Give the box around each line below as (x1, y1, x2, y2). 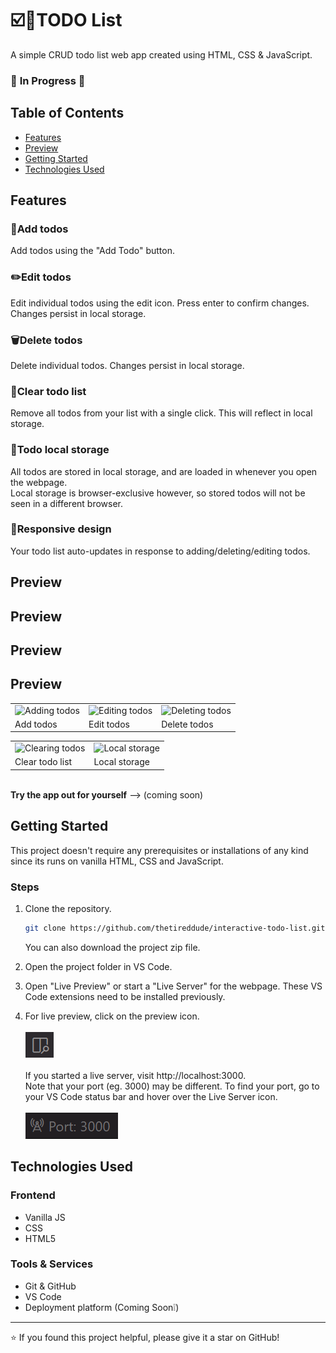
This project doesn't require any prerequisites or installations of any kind (10, 844, 309, 856)
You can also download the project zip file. (24, 941, 201, 953)
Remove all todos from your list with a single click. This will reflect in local (10, 407, 313, 419)
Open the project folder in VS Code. (24, 960, 173, 972)
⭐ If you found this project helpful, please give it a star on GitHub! (10, 1331, 280, 1343)
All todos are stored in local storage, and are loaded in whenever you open (10, 465, 318, 477)
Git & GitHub (24, 1280, 77, 1292)
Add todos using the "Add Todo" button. (10, 245, 175, 257)
